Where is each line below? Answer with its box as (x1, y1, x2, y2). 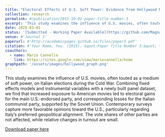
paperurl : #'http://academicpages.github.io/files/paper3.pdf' (5, 39, 137, 44)
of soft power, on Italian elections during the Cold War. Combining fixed (5, 80, 150, 86)
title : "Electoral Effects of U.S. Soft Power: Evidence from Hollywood (5, 7, 157, 12)
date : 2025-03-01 (5, 25, 41, 30)
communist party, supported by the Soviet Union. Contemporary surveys (5, 101, 152, 107)
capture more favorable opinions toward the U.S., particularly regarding (5, 106, 150, 113)
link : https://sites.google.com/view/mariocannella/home (14, 57, 133, 62)
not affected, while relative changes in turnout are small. (5, 117, 119, 123)
